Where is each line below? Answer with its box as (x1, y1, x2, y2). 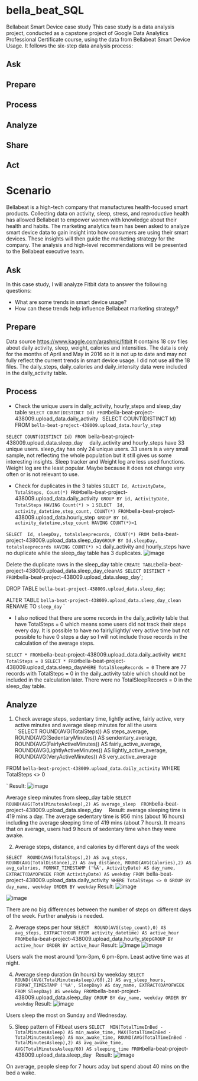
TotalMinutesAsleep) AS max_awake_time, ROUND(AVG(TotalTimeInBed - (14, 1035, 187, 1041)
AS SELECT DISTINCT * (117, 568, 170, 574)
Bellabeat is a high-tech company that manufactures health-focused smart (6, 204, 188, 211)
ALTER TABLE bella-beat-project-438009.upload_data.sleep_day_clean (6, 596, 181, 603)
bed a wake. (6, 1069, 36, 1076)
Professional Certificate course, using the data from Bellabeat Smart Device (6, 36, 191, 43)
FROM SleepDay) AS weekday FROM (14, 989, 95, 995)
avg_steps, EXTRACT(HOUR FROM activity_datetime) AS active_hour (14, 930, 179, 936)
